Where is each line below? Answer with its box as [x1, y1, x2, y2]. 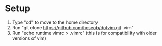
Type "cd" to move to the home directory [12, 19, 98, 25]
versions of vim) [12, 35, 46, 41]
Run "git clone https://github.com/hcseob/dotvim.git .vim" [12, 24, 134, 30]
